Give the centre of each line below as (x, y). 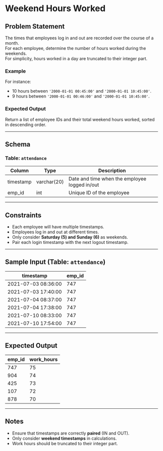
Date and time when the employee (107, 179)
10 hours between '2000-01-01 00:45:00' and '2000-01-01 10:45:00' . (82, 91)
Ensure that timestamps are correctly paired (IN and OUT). (71, 433)
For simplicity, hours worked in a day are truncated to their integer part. (76, 58)
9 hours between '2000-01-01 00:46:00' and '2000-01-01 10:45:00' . (81, 96)
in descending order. (26, 125)
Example (16, 71)
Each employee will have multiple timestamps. (58, 227)
